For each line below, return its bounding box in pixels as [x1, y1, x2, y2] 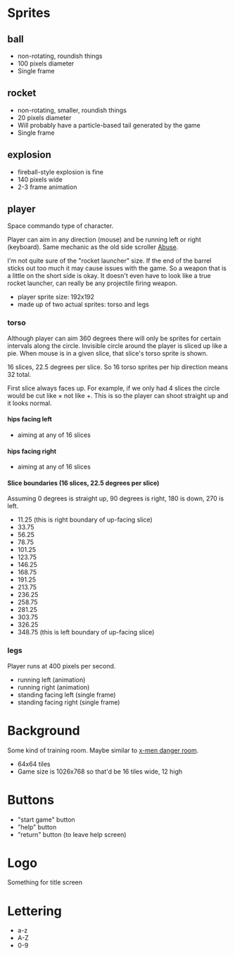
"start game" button [17, 815, 75, 824]
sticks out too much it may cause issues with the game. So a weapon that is [7, 264, 227, 272]
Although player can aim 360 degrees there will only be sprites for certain [7, 334, 222, 342]
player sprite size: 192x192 [17, 293, 95, 301]
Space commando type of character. [7, 222, 114, 230]
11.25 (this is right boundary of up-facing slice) [17, 515, 153, 524]
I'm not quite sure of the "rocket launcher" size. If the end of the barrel [7, 256, 212, 265]
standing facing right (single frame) [17, 697, 120, 707]
